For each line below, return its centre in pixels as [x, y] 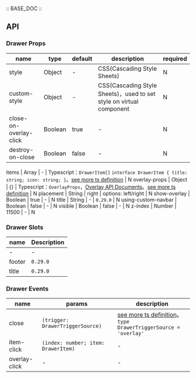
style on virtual [118, 101]
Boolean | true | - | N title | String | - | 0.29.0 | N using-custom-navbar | [91, 200]
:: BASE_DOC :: [24, 8]
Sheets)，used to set [127, 94]
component [114, 109]
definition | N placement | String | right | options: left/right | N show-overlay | [98, 193]
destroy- [21, 150]
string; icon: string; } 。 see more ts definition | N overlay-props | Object [97, 179]
